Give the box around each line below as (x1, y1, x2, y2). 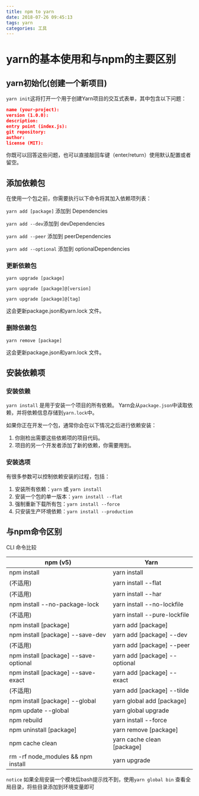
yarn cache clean (112, 735, 161, 743)
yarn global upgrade (112, 706, 169, 715)
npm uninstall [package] (9, 725, 77, 734)
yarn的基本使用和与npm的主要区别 (6, 53, 176, 66)
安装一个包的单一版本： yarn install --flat (14, 492, 123, 500)
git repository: (6, 129, 46, 135)
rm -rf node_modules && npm (9, 752, 93, 760)
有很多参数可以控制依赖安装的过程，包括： (6, 473, 110, 480)
